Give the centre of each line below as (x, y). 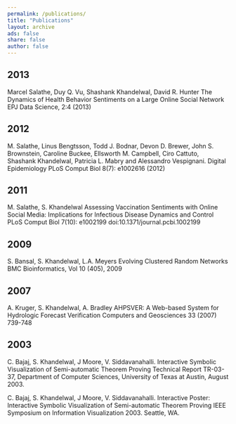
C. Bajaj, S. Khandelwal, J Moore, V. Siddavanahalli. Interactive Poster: (109, 397)
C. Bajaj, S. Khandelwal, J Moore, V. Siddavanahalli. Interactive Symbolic (112, 361)
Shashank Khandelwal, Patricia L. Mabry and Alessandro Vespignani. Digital (117, 161)
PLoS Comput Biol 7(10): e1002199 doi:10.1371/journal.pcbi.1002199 (104, 222)
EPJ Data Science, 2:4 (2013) (49, 107)
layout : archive (31, 27)
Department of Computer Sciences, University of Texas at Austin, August (123, 376)
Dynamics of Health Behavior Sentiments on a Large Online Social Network (116, 99)
